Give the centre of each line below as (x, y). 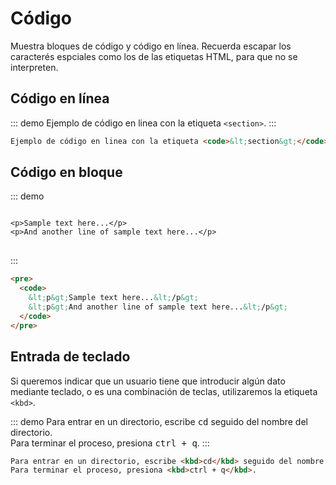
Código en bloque (66, 172)
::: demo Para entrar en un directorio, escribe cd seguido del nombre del (159, 421)
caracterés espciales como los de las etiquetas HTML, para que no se (154, 56)
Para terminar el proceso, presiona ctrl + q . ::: (110, 443)
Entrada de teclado (70, 357)
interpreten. (34, 67)
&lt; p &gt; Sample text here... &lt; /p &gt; (113, 298)
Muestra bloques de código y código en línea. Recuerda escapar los (151, 46)
